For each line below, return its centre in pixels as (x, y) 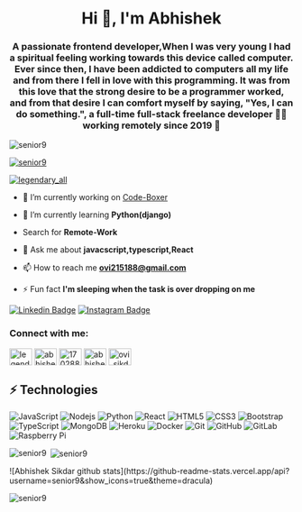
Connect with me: (49, 334)
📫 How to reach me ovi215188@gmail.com (104, 268)
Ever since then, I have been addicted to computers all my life (151, 69)
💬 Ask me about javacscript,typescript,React (108, 250)
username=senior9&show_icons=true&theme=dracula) (111, 480)
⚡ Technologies (54, 390)
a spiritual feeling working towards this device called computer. (151, 58)
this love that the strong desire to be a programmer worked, (151, 92)
